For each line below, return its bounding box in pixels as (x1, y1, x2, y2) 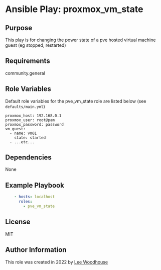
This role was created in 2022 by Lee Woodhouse (5, 259, 108, 265)
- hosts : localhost (14, 195, 55, 200)
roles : (18, 199, 33, 204)
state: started (14, 135, 46, 140)
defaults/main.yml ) (5, 103, 45, 109)
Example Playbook (5, 181, 64, 190)
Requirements (5, 57, 50, 65)
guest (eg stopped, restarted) (5, 42, 66, 48)
